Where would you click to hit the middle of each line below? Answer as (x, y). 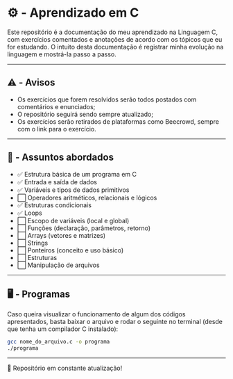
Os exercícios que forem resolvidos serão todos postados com (107, 99)
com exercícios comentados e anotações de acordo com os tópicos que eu (115, 39)
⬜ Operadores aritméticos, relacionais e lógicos (87, 197)
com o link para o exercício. (57, 129)
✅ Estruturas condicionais (54, 205)
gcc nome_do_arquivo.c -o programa (59, 342)
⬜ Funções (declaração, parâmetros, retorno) (84, 228)
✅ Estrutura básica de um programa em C (77, 174)
